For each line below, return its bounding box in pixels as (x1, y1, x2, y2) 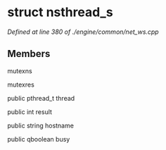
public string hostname (7, 121, 74, 130)
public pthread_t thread (7, 94, 75, 102)
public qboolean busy (7, 135, 70, 143)
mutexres (7, 80, 35, 89)
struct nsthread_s (7, 4, 114, 20)
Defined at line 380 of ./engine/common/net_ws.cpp (7, 27, 160, 36)
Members (7, 48, 51, 60)
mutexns (7, 66, 33, 75)
